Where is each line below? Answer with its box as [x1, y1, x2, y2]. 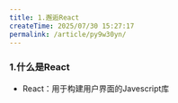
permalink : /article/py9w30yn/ [9, 30, 127, 39]
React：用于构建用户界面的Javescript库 [22, 82, 170, 94]
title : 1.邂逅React [9, 13, 80, 22]
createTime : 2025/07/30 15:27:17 [9, 21, 135, 30]
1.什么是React [9, 61, 70, 73]
